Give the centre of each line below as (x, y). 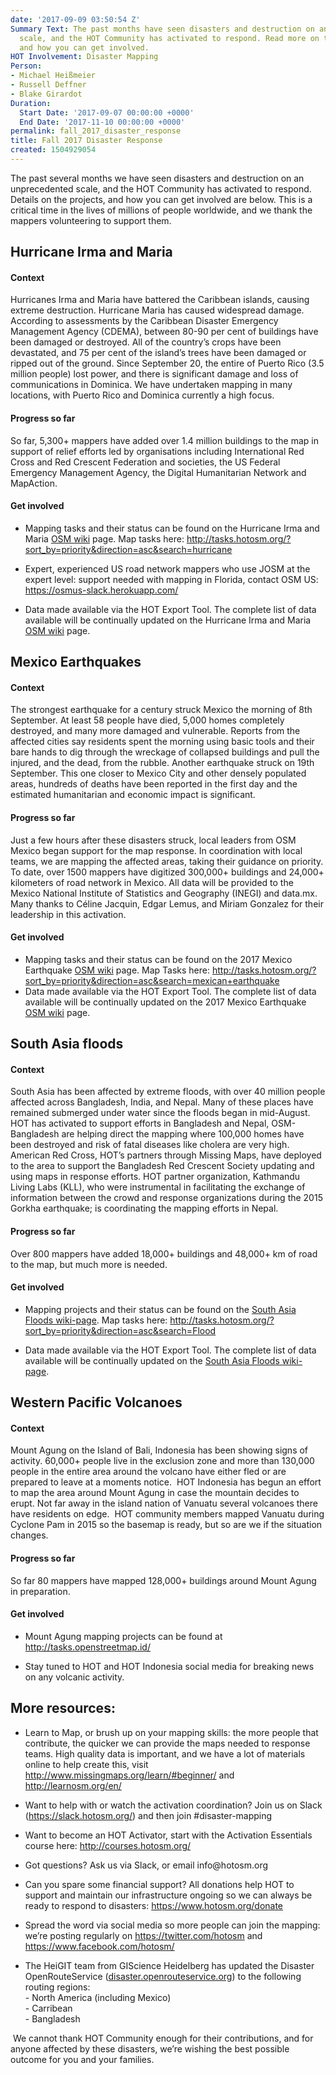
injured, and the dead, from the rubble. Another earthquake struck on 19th (162, 763)
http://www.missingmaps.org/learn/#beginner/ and (129, 1775)
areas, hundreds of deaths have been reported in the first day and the (154, 784)
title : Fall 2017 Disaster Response (86, 141)
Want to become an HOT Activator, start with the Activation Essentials (168, 1835)
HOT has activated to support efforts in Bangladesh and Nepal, (140, 1123)
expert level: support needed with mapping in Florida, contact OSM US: (171, 579)
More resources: (63, 1708)
